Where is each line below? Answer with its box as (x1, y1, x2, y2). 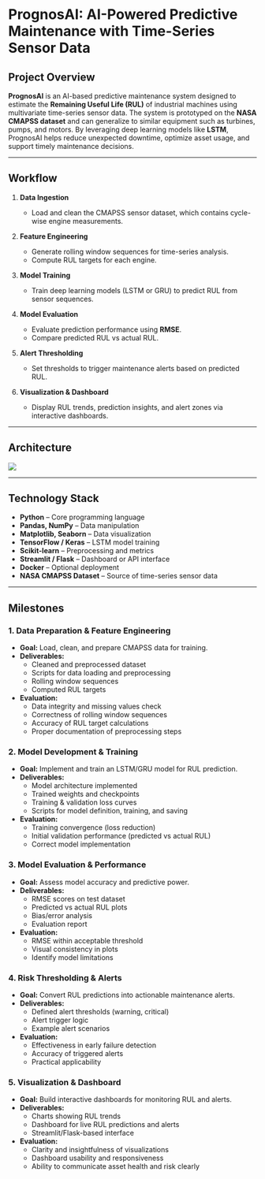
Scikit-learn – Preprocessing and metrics (19, 546, 155, 556)
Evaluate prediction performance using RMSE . (31, 325, 182, 334)
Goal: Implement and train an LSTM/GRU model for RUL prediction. (19, 764, 238, 774)
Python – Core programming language (19, 512, 145, 522)
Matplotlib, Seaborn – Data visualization (19, 530, 151, 539)
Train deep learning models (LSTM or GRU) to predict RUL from (31, 285, 238, 295)
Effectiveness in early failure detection (31, 1040, 156, 1050)
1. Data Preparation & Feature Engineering (8, 625, 171, 636)
